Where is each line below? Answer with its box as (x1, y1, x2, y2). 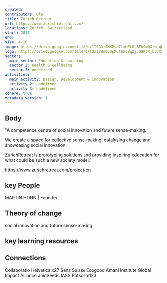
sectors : (5, 53, 23, 59)
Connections (5, 254, 46, 262)
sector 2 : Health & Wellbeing (9, 63, 72, 68)
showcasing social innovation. (5, 142, 67, 148)
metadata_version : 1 (5, 95, 48, 100)
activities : (5, 72, 30, 77)
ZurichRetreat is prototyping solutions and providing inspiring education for (5, 152, 159, 158)
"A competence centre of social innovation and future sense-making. (5, 127, 147, 133)
